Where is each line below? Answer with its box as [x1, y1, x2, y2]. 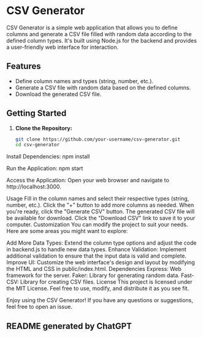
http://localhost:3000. [6, 183, 61, 190]
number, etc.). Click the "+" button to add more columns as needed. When [6, 201, 194, 209]
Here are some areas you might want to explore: [6, 228, 128, 235]
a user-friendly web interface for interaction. [6, 43, 119, 51]
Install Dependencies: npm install [6, 153, 90, 160]
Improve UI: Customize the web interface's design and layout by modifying [6, 259, 195, 266]
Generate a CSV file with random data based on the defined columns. [15, 84, 191, 91]
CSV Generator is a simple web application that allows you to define [6, 24, 178, 31]
